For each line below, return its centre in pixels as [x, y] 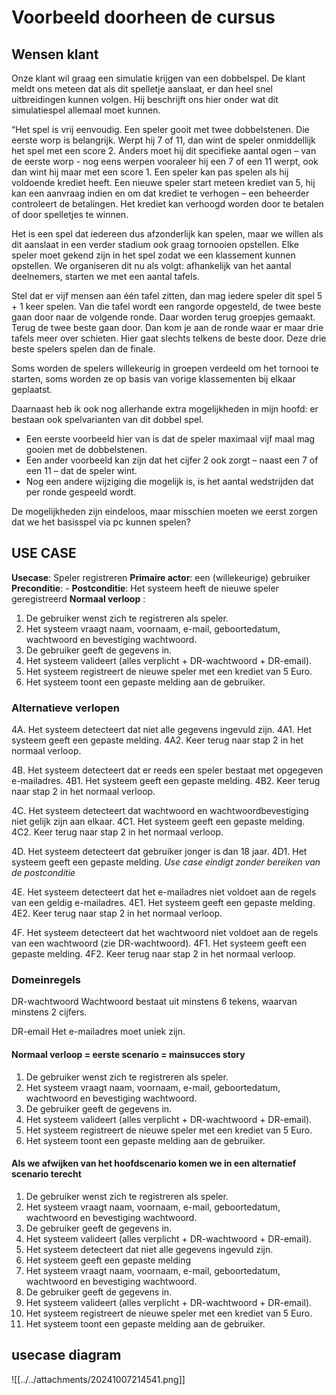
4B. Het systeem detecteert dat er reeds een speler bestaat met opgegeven [167, 770]
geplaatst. [32, 389]
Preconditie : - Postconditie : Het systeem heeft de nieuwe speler [145, 588]
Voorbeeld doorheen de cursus [143, 17]
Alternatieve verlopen [65, 708]
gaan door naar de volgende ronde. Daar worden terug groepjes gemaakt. [163, 317]
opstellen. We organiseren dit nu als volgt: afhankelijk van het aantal [151, 265]
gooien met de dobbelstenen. [86, 449]
